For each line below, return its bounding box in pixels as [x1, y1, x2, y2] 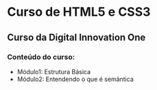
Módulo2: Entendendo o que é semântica [16, 75, 134, 83]
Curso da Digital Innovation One [7, 32, 146, 43]
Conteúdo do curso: [7, 52, 75, 62]
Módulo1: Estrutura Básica [16, 67, 91, 76]
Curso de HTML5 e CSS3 [7, 4, 151, 20]
